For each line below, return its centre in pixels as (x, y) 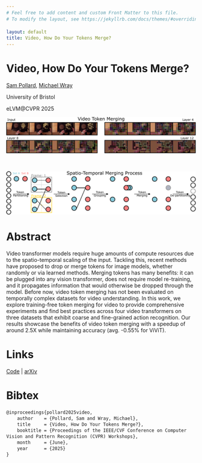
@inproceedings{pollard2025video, (50, 412)
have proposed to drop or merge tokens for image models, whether (90, 266)
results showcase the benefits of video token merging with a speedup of (96, 324)
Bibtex (23, 395)
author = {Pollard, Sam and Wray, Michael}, (78, 418)
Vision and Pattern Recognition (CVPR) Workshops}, (72, 437)
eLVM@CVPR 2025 (30, 109)
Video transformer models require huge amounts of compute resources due (100, 253)
